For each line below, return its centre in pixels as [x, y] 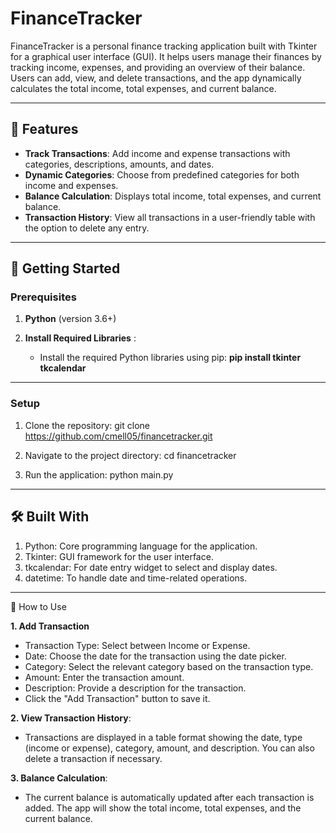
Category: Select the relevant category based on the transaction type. [169, 666]
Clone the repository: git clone [87, 425]
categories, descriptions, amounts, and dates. [119, 164]
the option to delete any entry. [87, 228]
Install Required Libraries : [80, 338]
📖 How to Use [38, 606]
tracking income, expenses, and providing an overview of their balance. [158, 67]
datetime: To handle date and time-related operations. [136, 578]
